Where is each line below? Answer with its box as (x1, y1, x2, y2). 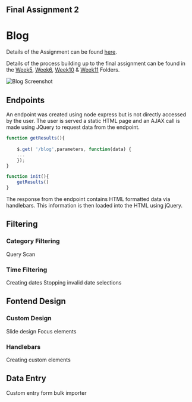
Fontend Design (6, 296, 67, 307)
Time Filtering (6, 265, 48, 274)
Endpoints (6, 95, 45, 105)
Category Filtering (6, 237, 61, 245)
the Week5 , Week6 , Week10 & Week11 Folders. (6, 66, 120, 73)
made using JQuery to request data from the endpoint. (6, 123, 140, 131)
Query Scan (6, 251, 36, 258)
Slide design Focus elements (6, 327, 77, 335)
